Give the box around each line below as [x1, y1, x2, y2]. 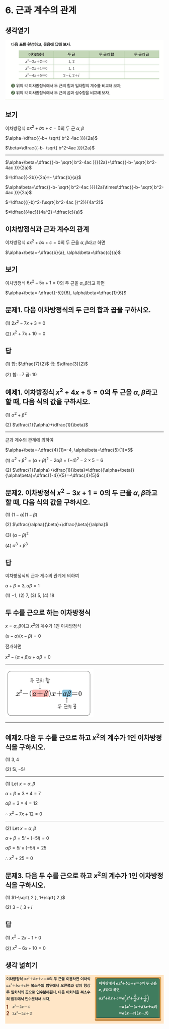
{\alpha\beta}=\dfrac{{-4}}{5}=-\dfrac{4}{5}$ [5, 472, 100, 478]
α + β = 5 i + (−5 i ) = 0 [5, 835, 49, 841]
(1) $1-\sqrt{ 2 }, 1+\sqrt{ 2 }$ [5, 895, 65, 901]
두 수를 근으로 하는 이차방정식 [5, 608, 91, 617]
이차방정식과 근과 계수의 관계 [5, 225, 90, 233]
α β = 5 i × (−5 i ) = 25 [5, 844, 47, 850]
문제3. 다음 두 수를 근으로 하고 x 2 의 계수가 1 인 [5, 870, 138, 880]
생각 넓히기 [5, 961, 38, 970]
